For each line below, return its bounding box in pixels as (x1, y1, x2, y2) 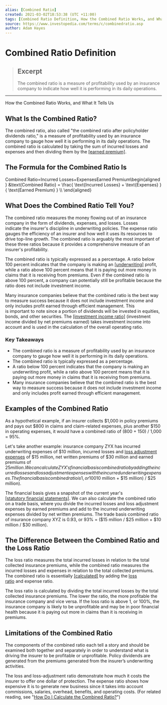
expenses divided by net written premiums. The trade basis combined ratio (5, 511, 159, 517)
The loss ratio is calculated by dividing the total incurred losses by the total (5, 588, 159, 594)
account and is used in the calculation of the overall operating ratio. (5, 324, 143, 330)
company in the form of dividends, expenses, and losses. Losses (5, 220, 138, 226)
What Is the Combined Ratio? (5, 114, 97, 123)
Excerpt (17, 67, 42, 75)
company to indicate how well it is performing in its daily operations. (17, 86, 157, 92)
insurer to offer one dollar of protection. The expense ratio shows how (5, 678, 149, 684)
